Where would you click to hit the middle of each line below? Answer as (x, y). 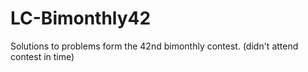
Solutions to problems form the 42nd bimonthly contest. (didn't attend (154, 46)
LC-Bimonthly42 (81, 18)
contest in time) (42, 56)
